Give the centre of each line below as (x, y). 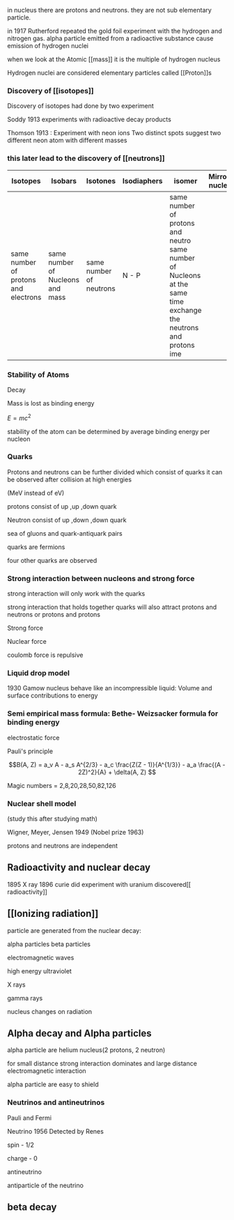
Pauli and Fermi (30, 1118)
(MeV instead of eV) (36, 493)
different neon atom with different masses (67, 140)
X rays (16, 985)
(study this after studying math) (52, 819)
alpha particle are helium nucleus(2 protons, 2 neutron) (86, 1050)
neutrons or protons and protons (54, 615)
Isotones (101, 180)
